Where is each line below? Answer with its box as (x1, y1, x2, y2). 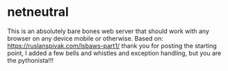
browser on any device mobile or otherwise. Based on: (7, 34, 163, 42)
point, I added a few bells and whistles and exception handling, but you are (7, 49, 222, 57)
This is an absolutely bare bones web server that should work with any (7, 27, 210, 35)
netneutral (7, 4, 70, 20)
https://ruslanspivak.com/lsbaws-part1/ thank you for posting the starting (7, 41, 217, 50)
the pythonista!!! (7, 56, 54, 64)
